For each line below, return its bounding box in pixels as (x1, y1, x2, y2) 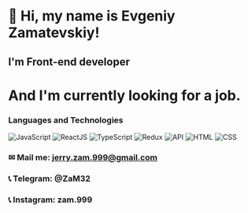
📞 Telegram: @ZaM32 (8, 173, 91, 184)
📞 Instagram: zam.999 (8, 194, 93, 205)
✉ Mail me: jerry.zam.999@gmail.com (8, 152, 157, 163)
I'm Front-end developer (8, 55, 130, 68)
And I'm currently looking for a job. (8, 86, 242, 105)
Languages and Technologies (8, 114, 124, 125)
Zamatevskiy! (8, 24, 100, 42)
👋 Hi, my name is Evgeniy (8, 7, 176, 25)
